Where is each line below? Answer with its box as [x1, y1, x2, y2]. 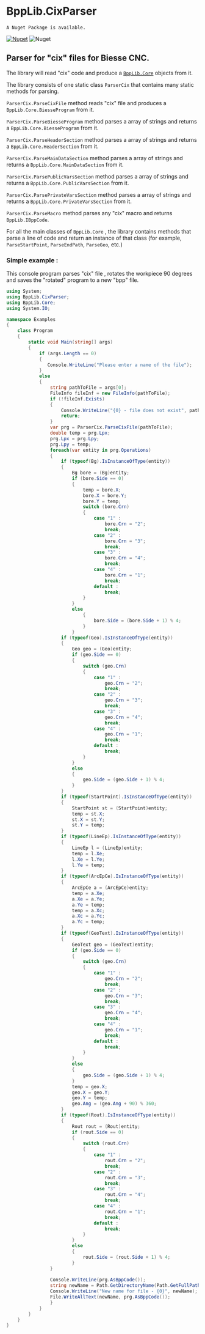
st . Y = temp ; [71, 822, 105, 828]
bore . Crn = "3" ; [104, 538, 146, 544]
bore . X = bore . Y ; [82, 492, 127, 499]
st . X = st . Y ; [71, 816, 105, 823]
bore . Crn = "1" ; [104, 572, 146, 578]
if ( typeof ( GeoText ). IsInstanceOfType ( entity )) [60, 930, 184, 937]
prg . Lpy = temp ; [49, 441, 92, 448]
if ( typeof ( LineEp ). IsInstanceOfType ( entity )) [60, 833, 182, 840]
